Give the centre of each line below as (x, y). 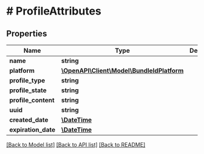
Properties (27, 34)
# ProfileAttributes (54, 11)
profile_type (27, 80)
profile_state (28, 90)
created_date (29, 120)
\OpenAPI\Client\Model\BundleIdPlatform (122, 71)
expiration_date (32, 130)
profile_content (32, 100)
